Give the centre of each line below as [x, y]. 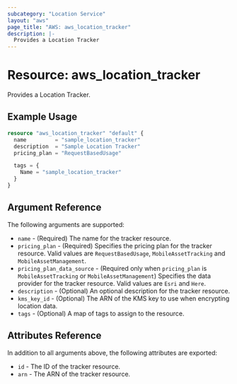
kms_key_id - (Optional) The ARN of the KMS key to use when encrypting [123, 298]
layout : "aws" [28, 21]
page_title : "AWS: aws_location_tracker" [69, 27]
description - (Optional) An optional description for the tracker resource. [124, 291]
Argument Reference [54, 208]
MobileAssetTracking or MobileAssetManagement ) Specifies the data [114, 276]
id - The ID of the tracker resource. [69, 366]
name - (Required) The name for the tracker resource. [94, 238]
